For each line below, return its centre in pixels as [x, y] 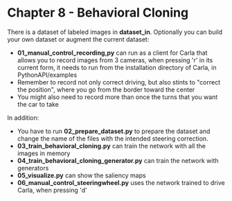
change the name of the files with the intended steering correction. [113, 138]
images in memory [44, 153]
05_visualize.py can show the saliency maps [82, 175]
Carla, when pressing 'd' [52, 190]
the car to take [38, 104]
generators [33, 168]
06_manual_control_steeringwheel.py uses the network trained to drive [121, 182]
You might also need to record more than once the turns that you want [117, 97]
